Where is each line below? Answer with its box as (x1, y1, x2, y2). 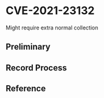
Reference (5, 83, 46, 94)
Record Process (5, 62, 68, 73)
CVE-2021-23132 (5, 4, 95, 18)
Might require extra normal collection (5, 24, 99, 31)
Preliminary (5, 42, 51, 52)
